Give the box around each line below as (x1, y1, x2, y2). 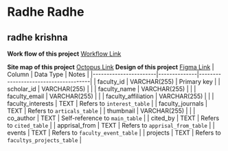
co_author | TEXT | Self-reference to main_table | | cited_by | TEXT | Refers (7, 114, 220, 122)
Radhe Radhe (7, 4, 84, 20)
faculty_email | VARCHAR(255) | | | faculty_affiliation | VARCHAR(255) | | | (7, 92, 214, 100)
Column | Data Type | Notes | (7, 70, 89, 78)
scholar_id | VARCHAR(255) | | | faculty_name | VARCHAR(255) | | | (7, 85, 196, 93)
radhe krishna (7, 32, 68, 43)
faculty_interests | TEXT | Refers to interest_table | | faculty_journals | (7, 100, 208, 107)
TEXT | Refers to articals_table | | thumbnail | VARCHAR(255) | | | (7, 107, 196, 115)
